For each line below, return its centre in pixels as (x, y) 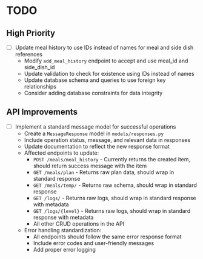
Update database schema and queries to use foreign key (95, 80)
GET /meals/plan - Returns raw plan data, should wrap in (104, 172)
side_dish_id (39, 67)
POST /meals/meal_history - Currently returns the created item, (112, 159)
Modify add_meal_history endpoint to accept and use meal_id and (106, 61)
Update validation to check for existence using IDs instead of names (109, 74)
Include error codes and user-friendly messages (94, 243)
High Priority (31, 33)
